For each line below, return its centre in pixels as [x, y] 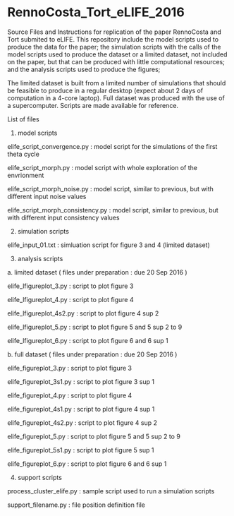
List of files [24, 119]
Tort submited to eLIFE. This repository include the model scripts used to [113, 39]
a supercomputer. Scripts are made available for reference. [93, 105]
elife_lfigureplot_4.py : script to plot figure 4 [70, 299]
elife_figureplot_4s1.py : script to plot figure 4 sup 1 [81, 409]
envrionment [26, 175]
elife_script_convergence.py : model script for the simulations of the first [112, 146]
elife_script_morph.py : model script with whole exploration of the [102, 167]
